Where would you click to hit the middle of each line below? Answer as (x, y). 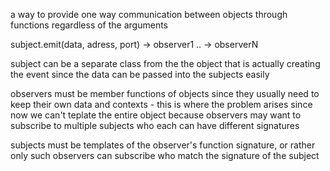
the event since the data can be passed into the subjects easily (140, 74)
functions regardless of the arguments (89, 25)
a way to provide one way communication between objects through (149, 14)
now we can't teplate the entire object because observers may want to (156, 115)
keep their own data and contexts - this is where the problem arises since (161, 104)
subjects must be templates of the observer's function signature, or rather (163, 145)
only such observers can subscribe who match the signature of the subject (165, 155)
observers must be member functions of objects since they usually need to (165, 93)
